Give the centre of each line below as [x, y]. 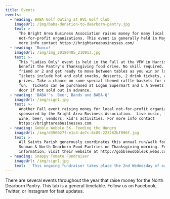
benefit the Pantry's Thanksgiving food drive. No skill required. [91, 67]
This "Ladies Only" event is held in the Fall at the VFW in [84, 62]
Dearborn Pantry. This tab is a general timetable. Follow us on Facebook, [81, 185]
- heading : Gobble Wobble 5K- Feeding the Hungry [63, 128]
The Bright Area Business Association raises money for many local [91, 34]
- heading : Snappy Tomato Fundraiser [50, 156]
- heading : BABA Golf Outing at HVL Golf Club [60, 19]
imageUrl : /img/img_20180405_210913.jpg [57, 52]
